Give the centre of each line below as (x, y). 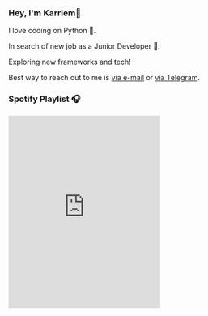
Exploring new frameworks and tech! (70, 62)
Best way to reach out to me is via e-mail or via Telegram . (104, 78)
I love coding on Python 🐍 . (52, 31)
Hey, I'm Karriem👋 (45, 13)
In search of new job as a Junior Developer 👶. (84, 46)
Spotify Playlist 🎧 (45, 99)
